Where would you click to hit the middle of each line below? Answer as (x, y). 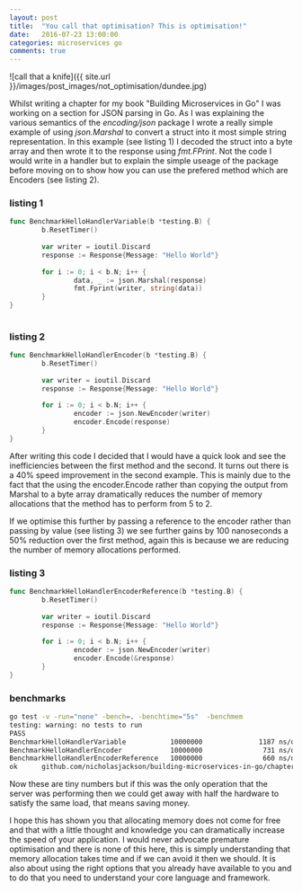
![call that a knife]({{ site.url (60, 76)
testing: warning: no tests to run (76, 725)
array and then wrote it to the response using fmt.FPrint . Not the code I (141, 151)
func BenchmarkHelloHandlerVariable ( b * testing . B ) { (110, 222)
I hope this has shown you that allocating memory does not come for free (145, 821)
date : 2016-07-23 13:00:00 (64, 34)
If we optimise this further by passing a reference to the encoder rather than (151, 521)
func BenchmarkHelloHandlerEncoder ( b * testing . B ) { (108, 356)
